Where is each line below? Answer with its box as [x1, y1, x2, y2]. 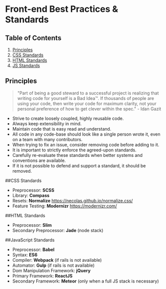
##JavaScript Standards [5, 237, 55, 243]
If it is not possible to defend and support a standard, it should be [12, 162, 146, 169]
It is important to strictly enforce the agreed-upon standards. [12, 147, 137, 153]
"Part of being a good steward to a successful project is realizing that [17, 90, 159, 96]
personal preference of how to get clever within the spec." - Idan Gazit [17, 105, 162, 112]
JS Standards [12, 63, 40, 68]
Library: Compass [12, 192, 50, 198]
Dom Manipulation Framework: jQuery [12, 267, 91, 273]
